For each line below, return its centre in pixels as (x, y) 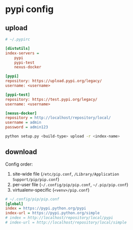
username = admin (23, 123)
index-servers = (22, 53)
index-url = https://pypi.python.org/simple (52, 213)
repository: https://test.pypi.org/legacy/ (51, 99)
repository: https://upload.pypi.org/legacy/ (53, 81)
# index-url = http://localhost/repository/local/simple (66, 222)
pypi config (29, 9)
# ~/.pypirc (18, 39)
